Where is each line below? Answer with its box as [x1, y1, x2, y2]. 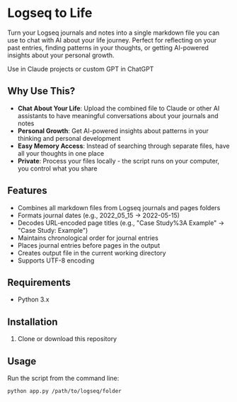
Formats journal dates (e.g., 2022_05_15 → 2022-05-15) [17, 211, 180, 219]
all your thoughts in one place [17, 149, 105, 157]
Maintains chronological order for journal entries [17, 234, 159, 242]
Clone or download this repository [17, 335, 117, 343]
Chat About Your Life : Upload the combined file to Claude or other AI [17, 104, 220, 113]
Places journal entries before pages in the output [17, 241, 161, 249]
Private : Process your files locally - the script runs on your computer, [17, 156, 220, 165]
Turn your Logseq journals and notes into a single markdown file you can [7, 28, 220, 37]
